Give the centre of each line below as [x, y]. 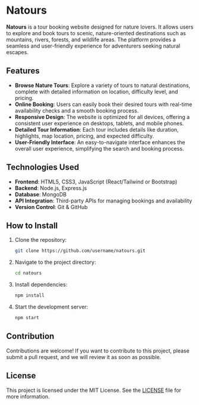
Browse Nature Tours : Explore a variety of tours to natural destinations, [102, 85]
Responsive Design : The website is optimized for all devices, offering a [102, 117]
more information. [28, 396]
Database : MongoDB [41, 194]
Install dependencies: [41, 285]
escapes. [17, 52]
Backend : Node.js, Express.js [51, 188]
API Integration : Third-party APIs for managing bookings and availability [103, 201]
